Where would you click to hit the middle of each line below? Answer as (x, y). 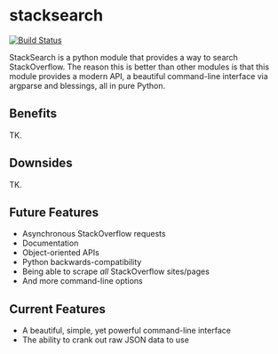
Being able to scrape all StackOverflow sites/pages (116, 271)
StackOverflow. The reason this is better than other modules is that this (139, 67)
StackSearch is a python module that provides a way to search (123, 57)
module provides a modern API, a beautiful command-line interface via (139, 76)
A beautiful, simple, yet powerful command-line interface (126, 331)
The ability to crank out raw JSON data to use (105, 340)
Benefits (33, 113)
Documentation (50, 243)
